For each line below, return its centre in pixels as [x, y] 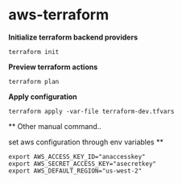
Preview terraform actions [53, 67]
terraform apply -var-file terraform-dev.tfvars [91, 111]
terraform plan [34, 81]
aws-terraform [59, 15]
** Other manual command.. [55, 126]
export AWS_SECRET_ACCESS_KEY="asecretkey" [83, 164]
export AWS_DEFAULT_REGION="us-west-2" [75, 171]
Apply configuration [43, 96]
